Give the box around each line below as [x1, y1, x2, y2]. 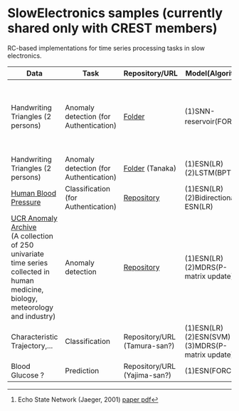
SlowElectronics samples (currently [7, 5, 223, 21]
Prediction [65, 365, 100, 375]
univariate [11, 248, 45, 258]
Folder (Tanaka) [123, 163, 176, 173]
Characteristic [11, 332, 58, 342]
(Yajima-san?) [123, 370, 172, 380]
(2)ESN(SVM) [184, 332, 231, 342]
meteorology [11, 302, 53, 312]
